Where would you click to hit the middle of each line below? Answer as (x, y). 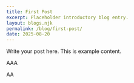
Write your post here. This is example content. (64, 51)
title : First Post (29, 12)
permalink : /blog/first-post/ (45, 29)
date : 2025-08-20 (28, 34)
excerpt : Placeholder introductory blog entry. (68, 17)
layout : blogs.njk (29, 23)
